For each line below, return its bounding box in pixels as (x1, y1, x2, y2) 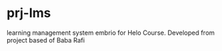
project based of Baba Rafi (6, 35, 85, 44)
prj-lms (6, 5, 51, 21)
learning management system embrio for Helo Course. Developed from (6, 28, 215, 37)
